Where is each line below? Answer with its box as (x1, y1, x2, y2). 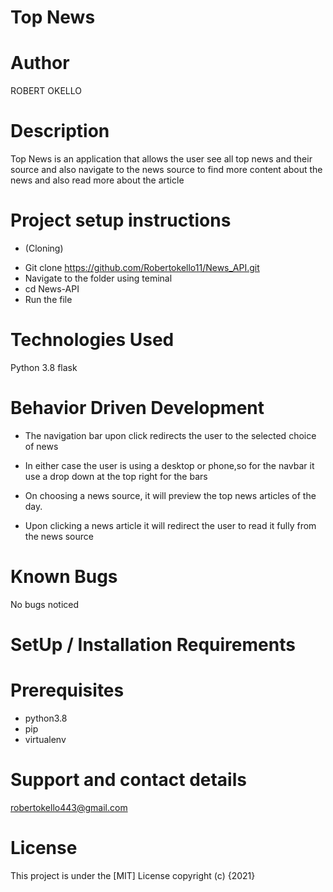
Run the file (24, 294, 73, 305)
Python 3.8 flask (10, 361, 78, 373)
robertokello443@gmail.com (10, 801, 128, 813)
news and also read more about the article (10, 174, 185, 186)
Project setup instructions (10, 209, 232, 232)
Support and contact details (10, 769, 247, 791)
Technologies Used (10, 329, 175, 351)
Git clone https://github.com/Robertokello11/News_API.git (24, 262, 260, 273)
